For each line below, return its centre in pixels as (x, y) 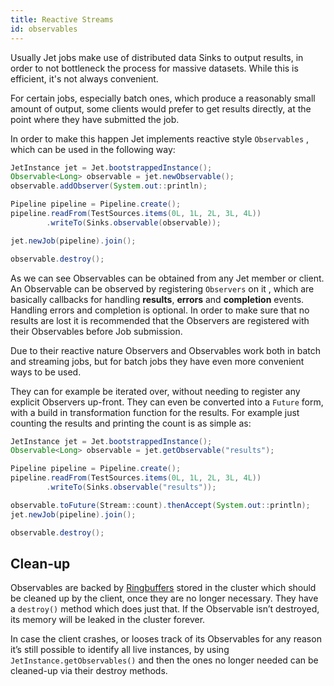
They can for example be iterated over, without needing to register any (155, 391)
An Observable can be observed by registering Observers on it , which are (162, 288)
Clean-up (40, 563)
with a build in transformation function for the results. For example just (155, 412)
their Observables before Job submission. (96, 331)
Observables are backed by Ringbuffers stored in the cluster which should (163, 588)
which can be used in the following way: (93, 149)
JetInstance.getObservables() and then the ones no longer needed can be (164, 660)
